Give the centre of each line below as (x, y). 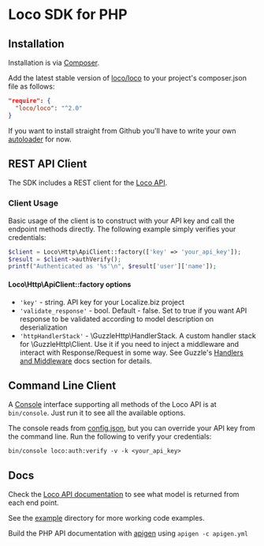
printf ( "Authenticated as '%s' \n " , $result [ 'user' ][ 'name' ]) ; (112, 266)
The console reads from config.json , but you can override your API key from (132, 428)
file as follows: (32, 86)
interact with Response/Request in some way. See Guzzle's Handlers (132, 352)
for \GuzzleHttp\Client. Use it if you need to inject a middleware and (129, 344)
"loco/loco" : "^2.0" (49, 108)
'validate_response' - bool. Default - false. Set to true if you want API (133, 311)
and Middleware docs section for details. (86, 360)
